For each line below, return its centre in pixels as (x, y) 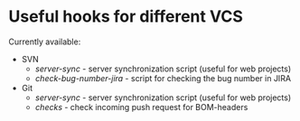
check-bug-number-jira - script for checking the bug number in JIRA (163, 78)
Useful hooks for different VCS (126, 17)
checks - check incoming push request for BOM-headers (141, 107)
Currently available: (45, 42)
